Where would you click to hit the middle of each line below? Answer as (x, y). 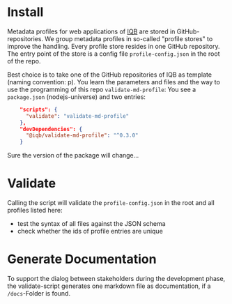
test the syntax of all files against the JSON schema (91, 224)
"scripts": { (39, 109)
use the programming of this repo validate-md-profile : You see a (102, 89)
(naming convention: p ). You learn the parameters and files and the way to (114, 82)
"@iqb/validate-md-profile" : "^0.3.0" (82, 136)
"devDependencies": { (51, 129)
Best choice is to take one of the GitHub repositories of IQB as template (110, 75)
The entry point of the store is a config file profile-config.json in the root (114, 54)
